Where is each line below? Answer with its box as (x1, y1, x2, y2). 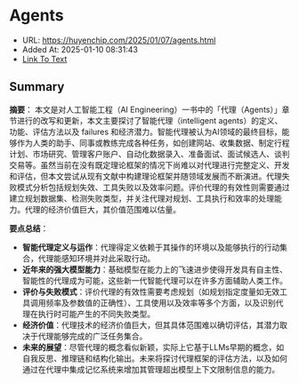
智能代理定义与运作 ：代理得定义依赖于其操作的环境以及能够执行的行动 (21, 242, 280, 252)
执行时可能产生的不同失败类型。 (37, 308, 156, 319)
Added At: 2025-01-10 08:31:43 (21, 44, 138, 54)
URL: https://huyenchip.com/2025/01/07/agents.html (21, 35, 216, 45)
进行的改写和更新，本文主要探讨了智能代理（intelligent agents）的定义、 (16, 115, 283, 125)
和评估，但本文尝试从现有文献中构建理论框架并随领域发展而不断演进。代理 (9, 171, 282, 181)
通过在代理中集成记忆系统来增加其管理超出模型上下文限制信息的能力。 (21, 363, 280, 374)
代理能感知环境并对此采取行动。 (37, 252, 156, 263)
